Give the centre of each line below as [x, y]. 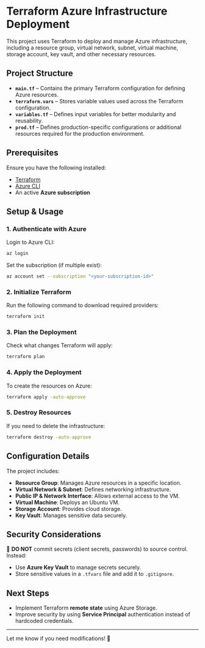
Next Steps [28, 593]
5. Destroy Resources [39, 413]
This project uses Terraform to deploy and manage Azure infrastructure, [97, 41]
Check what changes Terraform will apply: [59, 345]
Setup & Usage [35, 211]
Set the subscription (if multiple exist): [54, 265]
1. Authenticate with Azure [46, 229]
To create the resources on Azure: [49, 386]
